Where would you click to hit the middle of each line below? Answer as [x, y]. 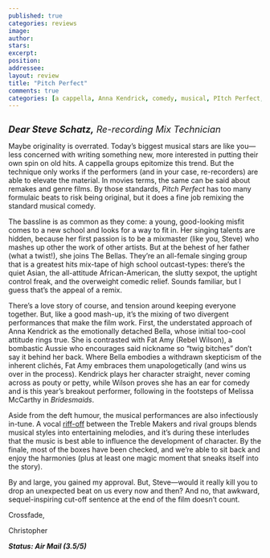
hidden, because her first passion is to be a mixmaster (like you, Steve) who [134, 239]
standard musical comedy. [52, 206]
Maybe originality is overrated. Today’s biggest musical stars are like [122, 147]
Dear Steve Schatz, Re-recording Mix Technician [115, 129]
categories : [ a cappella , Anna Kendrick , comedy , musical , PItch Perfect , [136, 98]
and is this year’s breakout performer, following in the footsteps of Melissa [131, 391]
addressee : [27, 68]
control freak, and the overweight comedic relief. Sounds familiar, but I [125, 282]
